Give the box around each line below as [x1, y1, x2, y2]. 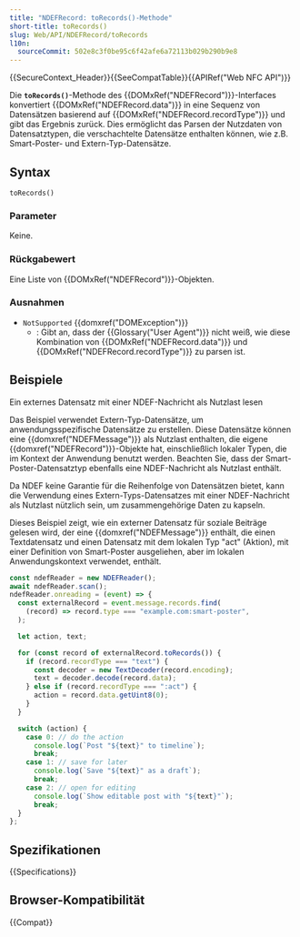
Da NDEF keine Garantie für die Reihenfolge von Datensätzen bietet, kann [9, 479, 285, 491]
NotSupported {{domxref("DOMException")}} [22, 317, 189, 327]
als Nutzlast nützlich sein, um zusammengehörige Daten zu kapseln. [9, 499, 265, 510]
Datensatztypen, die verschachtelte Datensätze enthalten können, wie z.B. [9, 128, 289, 139]
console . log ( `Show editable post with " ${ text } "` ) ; [33, 791, 234, 801]
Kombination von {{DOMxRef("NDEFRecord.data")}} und [35, 336, 248, 347]
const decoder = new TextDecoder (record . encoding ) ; [33, 665, 234, 674]
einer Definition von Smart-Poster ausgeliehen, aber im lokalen [9, 546, 245, 557]
